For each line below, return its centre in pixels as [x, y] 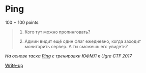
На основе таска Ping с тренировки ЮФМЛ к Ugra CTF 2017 [69, 56]
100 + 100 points [22, 22]
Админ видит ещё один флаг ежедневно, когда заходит [83, 41]
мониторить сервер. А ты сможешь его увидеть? [76, 46]
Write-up [14, 65]
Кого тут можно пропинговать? [57, 32]
